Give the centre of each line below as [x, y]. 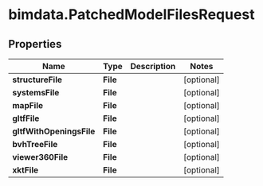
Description [153, 66]
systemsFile [36, 93]
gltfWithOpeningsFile [54, 131]
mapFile [28, 105]
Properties [35, 44]
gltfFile [26, 118]
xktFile [26, 170]
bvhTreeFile [35, 144]
